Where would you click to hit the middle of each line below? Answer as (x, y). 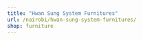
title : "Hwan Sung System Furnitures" (63, 13)
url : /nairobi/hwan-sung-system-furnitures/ (72, 20)
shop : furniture (30, 26)
